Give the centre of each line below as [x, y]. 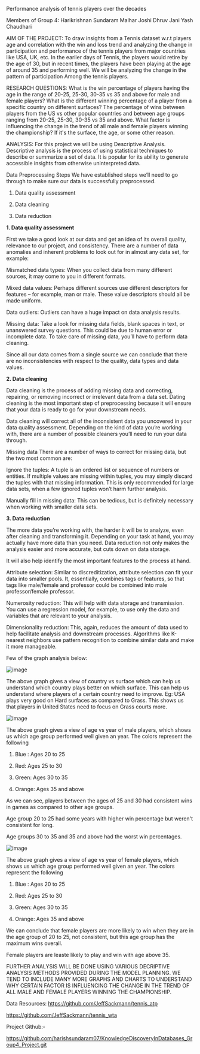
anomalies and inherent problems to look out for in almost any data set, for [98, 252]
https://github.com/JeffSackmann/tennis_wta [62, 1015]
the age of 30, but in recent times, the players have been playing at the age [99, 63]
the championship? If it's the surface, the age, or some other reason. [90, 132]
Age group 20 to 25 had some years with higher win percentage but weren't [100, 819]
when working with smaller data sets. [52, 507]
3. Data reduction [28, 518]
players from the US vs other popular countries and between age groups [96, 113]
